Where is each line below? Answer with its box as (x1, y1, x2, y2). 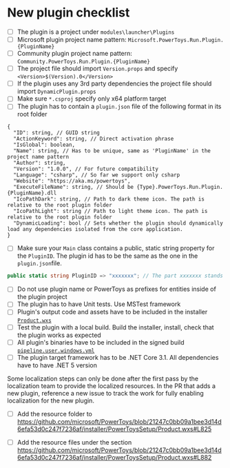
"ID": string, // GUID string (13, 130, 100, 136)
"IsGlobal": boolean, (13, 141, 76, 149)
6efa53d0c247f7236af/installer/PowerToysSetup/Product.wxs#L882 (17, 453, 212, 461)
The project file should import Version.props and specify (17, 64, 178, 73)
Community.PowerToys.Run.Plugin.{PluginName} (17, 59, 150, 65)
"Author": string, (13, 160, 67, 167)
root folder (17, 110, 48, 119)
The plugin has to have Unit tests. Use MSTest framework (17, 300, 181, 308)
